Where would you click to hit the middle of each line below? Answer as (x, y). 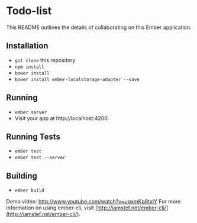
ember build (29, 190)
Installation (27, 46)
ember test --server (40, 158)
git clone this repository (45, 60)
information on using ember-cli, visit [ (52, 208)
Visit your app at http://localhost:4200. (62, 118)
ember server (31, 112)
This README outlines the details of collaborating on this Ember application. (99, 27)
